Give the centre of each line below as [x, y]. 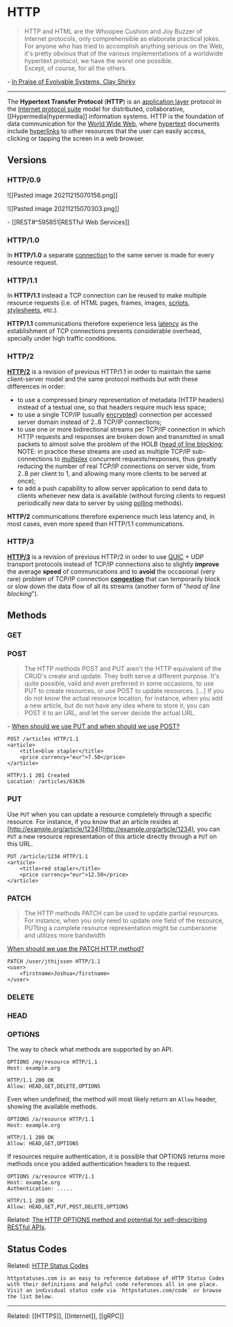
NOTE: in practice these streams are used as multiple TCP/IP [104, 451]
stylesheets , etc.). [33, 310]
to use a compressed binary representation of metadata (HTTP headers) [121, 400]
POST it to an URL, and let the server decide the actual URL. [110, 713]
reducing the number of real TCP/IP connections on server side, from [116, 466]
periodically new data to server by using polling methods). [100, 503]
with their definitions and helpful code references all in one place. [113, 1284]
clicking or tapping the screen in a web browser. [76, 138]
